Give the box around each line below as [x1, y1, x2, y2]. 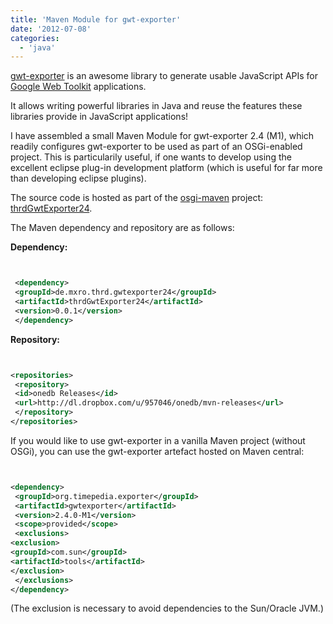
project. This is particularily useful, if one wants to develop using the [10, 151, 292, 163]
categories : [10, 33, 60, 43]
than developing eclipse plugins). [10, 172, 147, 185]
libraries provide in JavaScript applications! [10, 111, 189, 123]
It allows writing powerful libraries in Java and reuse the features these [10, 100, 303, 112]
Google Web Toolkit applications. [10, 81, 147, 93]
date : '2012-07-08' [10, 24, 92, 34]
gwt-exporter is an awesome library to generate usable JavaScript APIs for [10, 70, 319, 82]
